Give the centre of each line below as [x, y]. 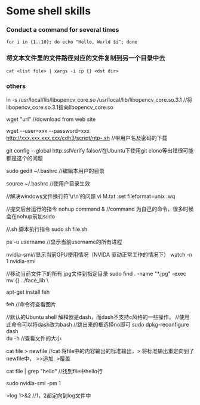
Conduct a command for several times [63, 30]
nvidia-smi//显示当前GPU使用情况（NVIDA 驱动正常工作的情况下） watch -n [99, 255]
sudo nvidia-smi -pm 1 [34, 383]
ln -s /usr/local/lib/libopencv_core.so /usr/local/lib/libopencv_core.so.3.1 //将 [99, 100]
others [16, 86]
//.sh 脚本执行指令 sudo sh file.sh [47, 229]
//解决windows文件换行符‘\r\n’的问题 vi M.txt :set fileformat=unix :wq [91, 196]
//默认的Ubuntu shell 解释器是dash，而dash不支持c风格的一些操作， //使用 [98, 317]
